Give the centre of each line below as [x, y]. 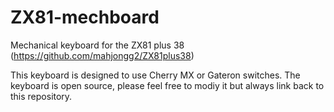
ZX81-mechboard [85, 17]
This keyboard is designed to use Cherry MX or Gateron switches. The [155, 75]
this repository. [41, 96]
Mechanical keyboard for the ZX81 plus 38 [97, 45]
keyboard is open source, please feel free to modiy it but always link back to [167, 85]
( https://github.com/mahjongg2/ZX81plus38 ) [102, 55]
